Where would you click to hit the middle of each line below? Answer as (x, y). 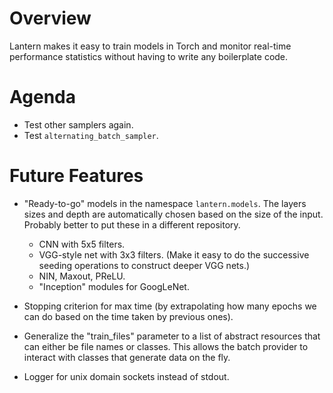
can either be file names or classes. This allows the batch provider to (166, 346)
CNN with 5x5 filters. (82, 244)
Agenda (42, 97)
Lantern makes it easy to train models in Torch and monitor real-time (150, 46)
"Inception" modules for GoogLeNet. (114, 286)
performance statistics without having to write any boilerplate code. (149, 56)
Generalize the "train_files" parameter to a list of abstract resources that (172, 336)
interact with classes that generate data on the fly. (127, 357)
